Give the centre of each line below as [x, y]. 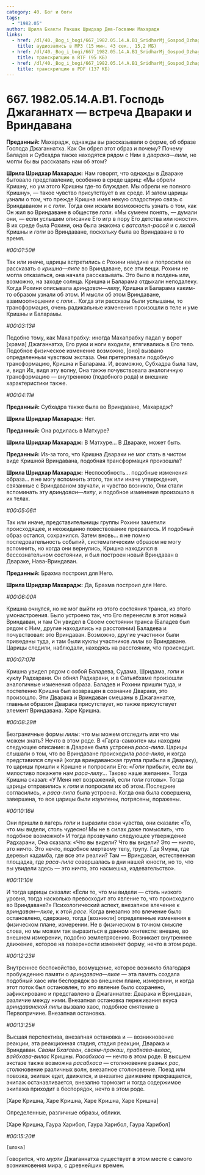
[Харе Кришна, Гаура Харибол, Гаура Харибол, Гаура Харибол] [88, 1125]
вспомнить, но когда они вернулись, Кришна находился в [82, 549]
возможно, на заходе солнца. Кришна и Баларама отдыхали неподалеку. [102, 281]
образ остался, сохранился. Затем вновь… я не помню [78, 535]
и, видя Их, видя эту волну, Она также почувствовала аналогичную [95, 370]
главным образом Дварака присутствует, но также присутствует [92, 704]
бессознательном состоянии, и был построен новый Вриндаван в [92, 555]
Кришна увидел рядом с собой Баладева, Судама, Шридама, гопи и [95, 672]
